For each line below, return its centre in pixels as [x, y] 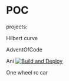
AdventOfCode [24, 49]
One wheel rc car [27, 72]
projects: [17, 27]
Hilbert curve [22, 38]
